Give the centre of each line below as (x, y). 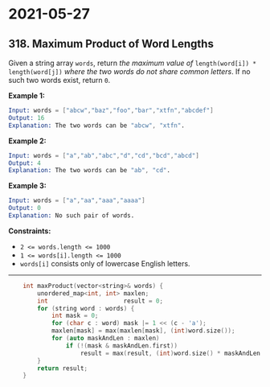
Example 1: (27, 96)
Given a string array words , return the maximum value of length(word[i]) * (133, 63)
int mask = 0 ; (75, 316)
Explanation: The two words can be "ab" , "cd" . (90, 171)
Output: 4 (25, 163)
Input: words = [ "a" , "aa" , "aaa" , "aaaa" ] (77, 201)
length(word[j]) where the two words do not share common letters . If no (129, 72)
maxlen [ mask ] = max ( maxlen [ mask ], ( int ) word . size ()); (143, 331)
